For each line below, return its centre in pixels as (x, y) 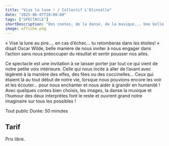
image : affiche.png (26, 29)
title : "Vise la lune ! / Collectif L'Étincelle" (59, 10)
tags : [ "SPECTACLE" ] (27, 19)
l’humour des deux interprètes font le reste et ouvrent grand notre (74, 96)
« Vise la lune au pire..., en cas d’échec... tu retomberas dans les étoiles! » (82, 43)
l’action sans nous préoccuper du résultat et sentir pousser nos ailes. (77, 54)
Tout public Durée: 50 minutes (37, 111)
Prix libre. (15, 139)
